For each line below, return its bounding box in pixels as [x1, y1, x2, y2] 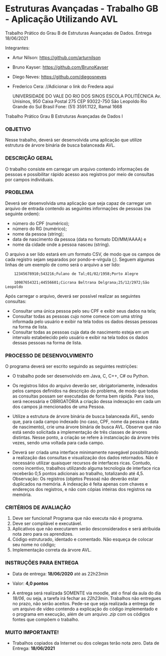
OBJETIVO [5, 125, 31, 132]
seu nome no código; [12, 542, 56, 548]
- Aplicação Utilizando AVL [5, 13, 118, 25]
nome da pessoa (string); [12, 231, 64, 237]
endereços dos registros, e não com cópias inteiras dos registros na [12, 487, 152, 492]
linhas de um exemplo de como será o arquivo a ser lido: [5, 261, 120, 267]
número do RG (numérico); [12, 226, 67, 232]
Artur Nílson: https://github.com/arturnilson [12, 54, 101, 60]
